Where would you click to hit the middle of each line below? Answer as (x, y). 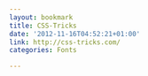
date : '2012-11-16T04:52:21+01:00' (75, 34)
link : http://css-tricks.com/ (65, 42)
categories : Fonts (43, 50)
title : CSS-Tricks (43, 26)
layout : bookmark (41, 17)
